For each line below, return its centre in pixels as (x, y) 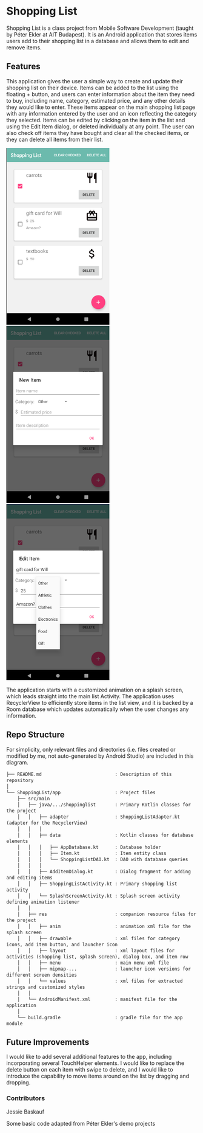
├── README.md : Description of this (89, 774)
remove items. (24, 47)
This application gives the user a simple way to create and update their (95, 81)
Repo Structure (35, 735)
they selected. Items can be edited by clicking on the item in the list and (96, 120)
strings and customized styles (46, 987)
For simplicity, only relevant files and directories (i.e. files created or (91, 749)
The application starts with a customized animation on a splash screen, (95, 690)
